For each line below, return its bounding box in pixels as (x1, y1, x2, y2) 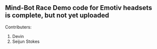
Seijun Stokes (12, 38, 40, 44)
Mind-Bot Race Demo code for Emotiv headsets (5, 4, 153, 12)
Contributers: (5, 24, 32, 30)
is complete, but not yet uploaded (5, 12, 109, 20)
